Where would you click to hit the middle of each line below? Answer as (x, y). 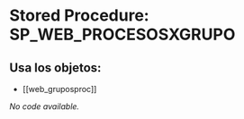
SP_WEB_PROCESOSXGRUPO (122, 34)
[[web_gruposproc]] (59, 89)
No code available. (44, 106)
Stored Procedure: (80, 16)
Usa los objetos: (55, 68)
